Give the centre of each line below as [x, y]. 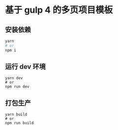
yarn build [16, 115]
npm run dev [17, 87]
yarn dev [14, 78]
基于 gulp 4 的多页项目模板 [59, 10]
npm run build [20, 123]
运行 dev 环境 [25, 67]
